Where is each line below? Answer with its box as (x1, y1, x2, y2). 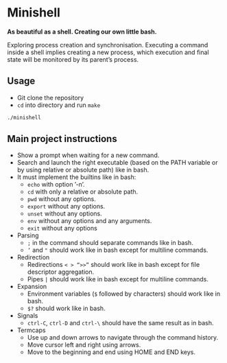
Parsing (16, 231, 39, 239)
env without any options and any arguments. (27, 217, 152, 225)
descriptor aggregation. (27, 268, 95, 276)
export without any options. (27, 202, 106, 211)
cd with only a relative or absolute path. (27, 187, 139, 196)
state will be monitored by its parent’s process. (7, 55, 139, 63)
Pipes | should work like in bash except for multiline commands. (27, 275, 209, 283)
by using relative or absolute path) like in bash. (16, 166, 150, 174)
